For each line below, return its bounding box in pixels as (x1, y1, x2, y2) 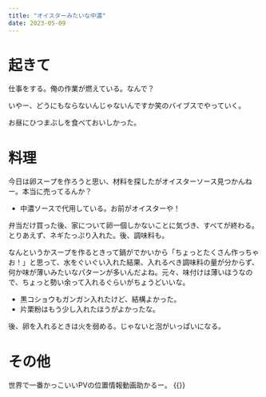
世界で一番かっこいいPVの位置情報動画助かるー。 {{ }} (8, 380, 186, 390)
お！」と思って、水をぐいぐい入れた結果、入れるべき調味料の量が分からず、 (8, 257, 260, 268)
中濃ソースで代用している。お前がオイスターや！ (19, 204, 181, 213)
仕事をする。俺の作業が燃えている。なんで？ (8, 84, 155, 93)
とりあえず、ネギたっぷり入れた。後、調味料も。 (8, 231, 169, 240)
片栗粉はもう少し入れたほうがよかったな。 (19, 304, 160, 314)
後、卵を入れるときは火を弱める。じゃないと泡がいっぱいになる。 (8, 321, 225, 331)
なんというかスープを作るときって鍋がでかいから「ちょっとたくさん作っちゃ (8, 248, 260, 257)
